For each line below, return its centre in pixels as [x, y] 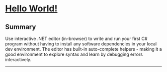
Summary [21, 27]
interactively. [18, 59]
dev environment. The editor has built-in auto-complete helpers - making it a [83, 49]
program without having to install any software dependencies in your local [81, 44]
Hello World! [31, 9]
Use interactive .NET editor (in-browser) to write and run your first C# [76, 38]
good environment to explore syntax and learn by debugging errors [74, 54]
